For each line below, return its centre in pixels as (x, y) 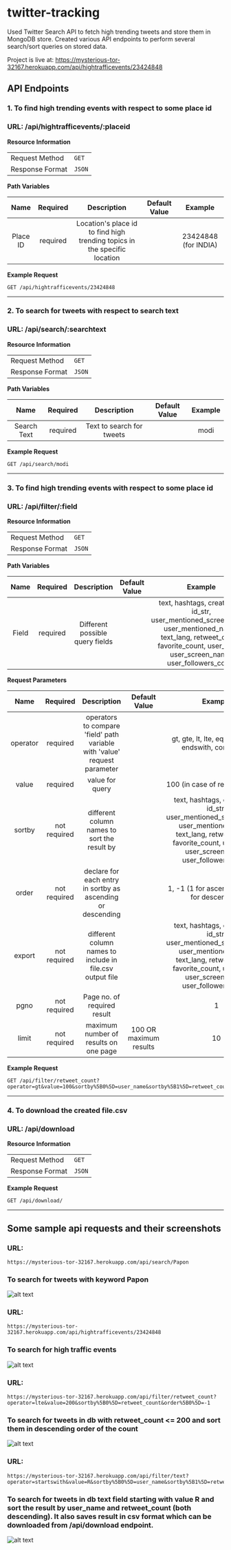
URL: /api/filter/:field (42, 506)
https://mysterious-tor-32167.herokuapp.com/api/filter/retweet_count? (112, 1397)
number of (102, 1034)
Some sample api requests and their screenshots (114, 1228)
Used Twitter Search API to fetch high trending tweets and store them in (109, 32)
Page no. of (101, 997)
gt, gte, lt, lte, (193, 739)
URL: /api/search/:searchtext (57, 330)
